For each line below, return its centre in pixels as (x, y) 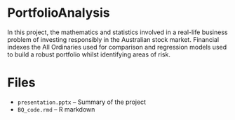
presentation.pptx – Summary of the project (81, 102)
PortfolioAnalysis (59, 13)
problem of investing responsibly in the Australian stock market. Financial (113, 39)
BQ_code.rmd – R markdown (56, 109)
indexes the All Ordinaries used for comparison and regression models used (117, 47)
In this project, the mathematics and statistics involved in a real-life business (117, 32)
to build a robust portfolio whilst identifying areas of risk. (89, 54)
